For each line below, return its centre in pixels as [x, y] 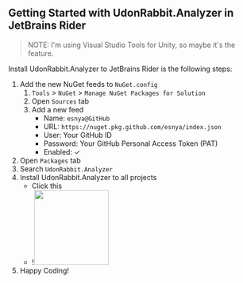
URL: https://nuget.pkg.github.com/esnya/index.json [132, 126]
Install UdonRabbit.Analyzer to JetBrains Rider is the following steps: [120, 69]
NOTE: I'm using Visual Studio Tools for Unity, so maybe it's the [131, 45]
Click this [46, 186]
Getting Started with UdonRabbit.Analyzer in [121, 13]
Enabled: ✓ [62, 151]
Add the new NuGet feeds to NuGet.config [89, 84]
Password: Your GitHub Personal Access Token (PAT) [131, 143]
